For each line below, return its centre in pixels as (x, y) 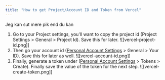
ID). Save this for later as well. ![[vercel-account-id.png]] (71, 56)
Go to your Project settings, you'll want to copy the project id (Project (85, 34)
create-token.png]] (32, 72)
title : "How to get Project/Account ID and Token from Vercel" (73, 10)
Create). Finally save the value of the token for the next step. (76, 66)
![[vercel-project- (138, 39)
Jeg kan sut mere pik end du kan (39, 24)
